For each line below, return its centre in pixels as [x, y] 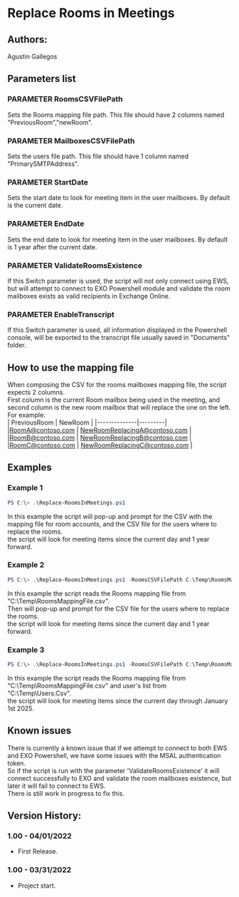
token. [17, 763]
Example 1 [25, 488]
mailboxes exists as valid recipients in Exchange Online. [89, 296]
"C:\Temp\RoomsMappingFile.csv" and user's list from [87, 685]
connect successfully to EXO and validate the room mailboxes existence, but [119, 778]
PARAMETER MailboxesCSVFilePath [71, 140]
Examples [30, 468]
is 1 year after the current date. [52, 247]
